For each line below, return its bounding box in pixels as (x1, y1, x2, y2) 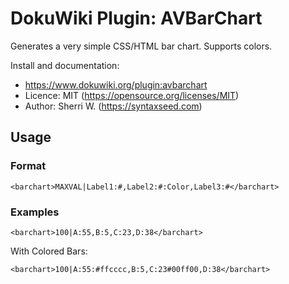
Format (10, 159, 47, 173)
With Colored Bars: (10, 245, 88, 257)
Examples (10, 205, 60, 219)
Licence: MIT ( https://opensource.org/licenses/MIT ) (24, 89, 240, 101)
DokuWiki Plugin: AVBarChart (10, 7, 263, 30)
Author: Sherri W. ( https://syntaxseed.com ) (24, 100, 203, 112)
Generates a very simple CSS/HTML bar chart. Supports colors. (10, 40, 273, 52)
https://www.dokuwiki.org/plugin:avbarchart (24, 78, 208, 91)
